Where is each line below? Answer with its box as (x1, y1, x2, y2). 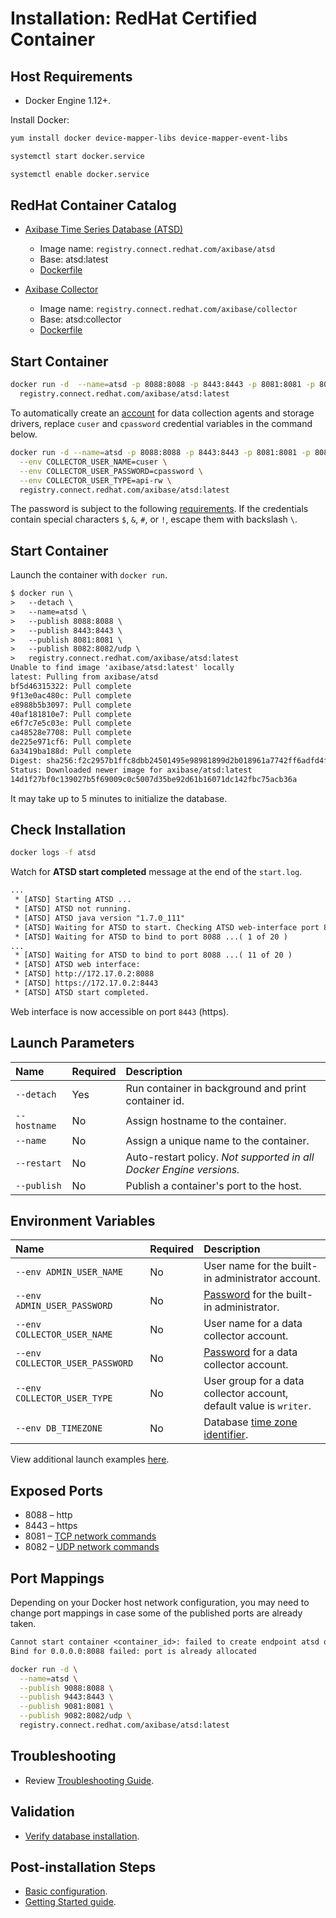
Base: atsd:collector (39, 313, 122, 326)
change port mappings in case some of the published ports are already (10, 1607, 303, 1619)
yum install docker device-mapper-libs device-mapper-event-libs (10, 133, 288, 143)
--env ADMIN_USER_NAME (15, 1267, 123, 1278)
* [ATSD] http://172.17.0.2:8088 (14, 969, 155, 979)
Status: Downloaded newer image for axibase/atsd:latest (10, 765, 253, 775)
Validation (10, 1803, 75, 1821)
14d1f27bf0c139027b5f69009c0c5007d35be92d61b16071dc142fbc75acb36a (10, 774, 298, 784)
